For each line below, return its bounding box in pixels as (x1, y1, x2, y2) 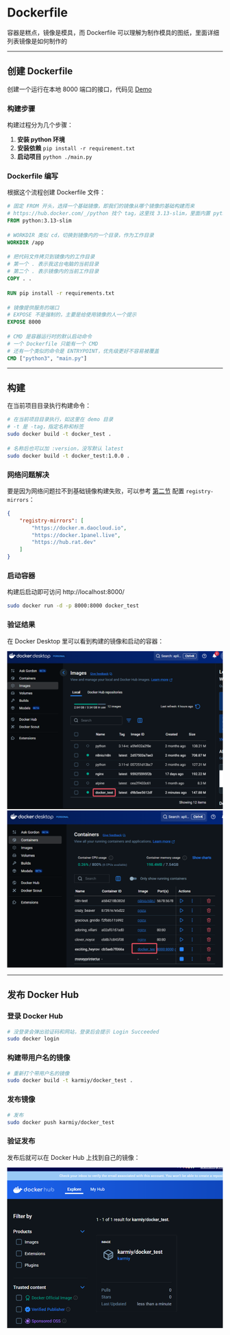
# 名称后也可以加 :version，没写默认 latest (7, 445, 124, 452)
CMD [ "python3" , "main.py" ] (7, 355, 88, 362)
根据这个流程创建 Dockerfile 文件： (7, 188, 106, 196)
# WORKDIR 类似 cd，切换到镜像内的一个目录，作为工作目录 (7, 231, 154, 238)
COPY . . (7, 275, 32, 282)
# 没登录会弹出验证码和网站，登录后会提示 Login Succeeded (7, 1028, 159, 1035)
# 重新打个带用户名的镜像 (7, 1070, 70, 1077)
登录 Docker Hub (7, 1012, 64, 1021)
